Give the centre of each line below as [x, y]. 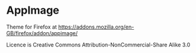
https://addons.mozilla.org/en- [96, 27]
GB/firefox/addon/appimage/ [42, 33]
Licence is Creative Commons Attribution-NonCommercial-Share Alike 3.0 [98, 45]
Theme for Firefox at [32, 27]
